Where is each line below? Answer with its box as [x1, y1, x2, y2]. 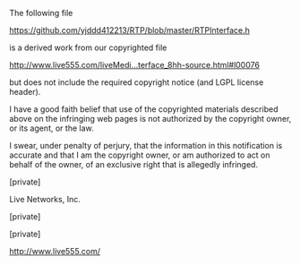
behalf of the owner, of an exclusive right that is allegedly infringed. [9, 159, 258, 169]
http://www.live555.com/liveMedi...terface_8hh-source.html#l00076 [9, 60, 260, 70]
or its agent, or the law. [9, 123, 94, 133]
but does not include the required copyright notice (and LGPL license [9, 77, 264, 88]
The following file [9, 8, 73, 18]
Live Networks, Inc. [9, 194, 81, 204]
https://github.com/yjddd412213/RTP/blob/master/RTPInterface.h [9, 25, 251, 35]
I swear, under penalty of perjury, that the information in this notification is [9, 141, 283, 150]
